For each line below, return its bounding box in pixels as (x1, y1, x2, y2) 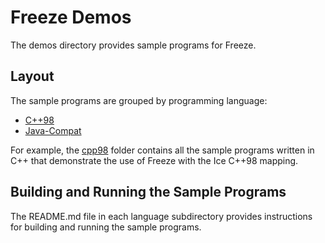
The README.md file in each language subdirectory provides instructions (10, 210, 313, 222)
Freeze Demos (10, 6, 132, 29)
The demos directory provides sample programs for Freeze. (10, 39, 257, 51)
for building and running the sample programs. (10, 221, 202, 233)
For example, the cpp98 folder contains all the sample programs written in (10, 144, 315, 156)
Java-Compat (24, 124, 82, 136)
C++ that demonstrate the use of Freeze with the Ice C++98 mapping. (10, 154, 299, 166)
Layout (10, 68, 55, 85)
